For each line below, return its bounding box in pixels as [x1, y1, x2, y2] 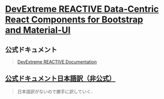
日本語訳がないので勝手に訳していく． [17, 88, 95, 95]
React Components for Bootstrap [5, 14, 143, 25]
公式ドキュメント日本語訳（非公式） [5, 74, 116, 83]
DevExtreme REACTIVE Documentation [17, 59, 97, 65]
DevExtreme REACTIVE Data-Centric [5, 3, 159, 15]
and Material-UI [5, 25, 71, 36]
